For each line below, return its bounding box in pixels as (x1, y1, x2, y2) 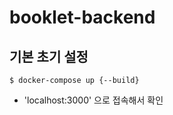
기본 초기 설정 (9, 48, 89, 65)
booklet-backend (9, 6, 156, 29)
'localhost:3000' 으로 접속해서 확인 (23, 94, 164, 106)
